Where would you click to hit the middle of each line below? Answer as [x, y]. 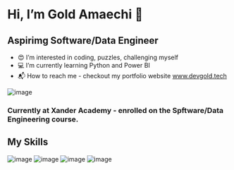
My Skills [28, 142]
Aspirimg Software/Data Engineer [83, 41]
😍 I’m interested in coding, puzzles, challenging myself [98, 57]
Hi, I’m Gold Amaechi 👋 [75, 14]
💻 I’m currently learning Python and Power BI [84, 65]
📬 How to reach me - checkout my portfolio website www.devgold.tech [122, 76]
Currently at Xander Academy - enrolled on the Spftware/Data [116, 110]
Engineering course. [43, 119]
